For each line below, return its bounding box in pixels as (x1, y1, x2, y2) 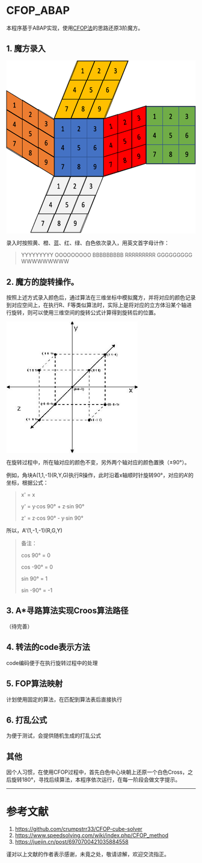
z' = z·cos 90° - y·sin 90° (20, 514, 84, 522)
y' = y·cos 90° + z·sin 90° (20, 503, 85, 510)
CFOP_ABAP (6, 4, 70, 17)
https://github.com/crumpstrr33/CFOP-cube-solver (14, 826, 142, 833)
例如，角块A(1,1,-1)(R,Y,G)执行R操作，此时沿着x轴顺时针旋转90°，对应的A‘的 (6, 472, 194, 479)
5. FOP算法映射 (6, 679, 63, 689)
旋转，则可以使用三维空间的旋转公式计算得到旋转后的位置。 (11, 309, 159, 316)
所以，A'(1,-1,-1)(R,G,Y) (6, 527, 63, 534)
